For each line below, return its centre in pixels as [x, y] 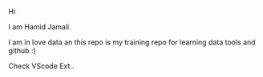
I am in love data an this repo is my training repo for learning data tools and [132, 42]
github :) [22, 50]
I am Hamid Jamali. [40, 27]
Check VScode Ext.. [41, 66]
